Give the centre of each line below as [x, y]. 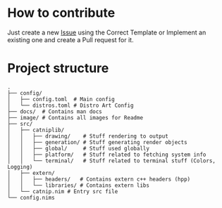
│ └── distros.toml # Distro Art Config [70, 105]
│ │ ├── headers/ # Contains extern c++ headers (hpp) [99, 179]
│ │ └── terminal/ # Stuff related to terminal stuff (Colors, [112, 161]
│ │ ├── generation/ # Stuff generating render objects [98, 142]
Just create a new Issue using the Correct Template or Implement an [107, 32]
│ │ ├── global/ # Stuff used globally [79, 148]
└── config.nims [31, 197]
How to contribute [61, 13]
